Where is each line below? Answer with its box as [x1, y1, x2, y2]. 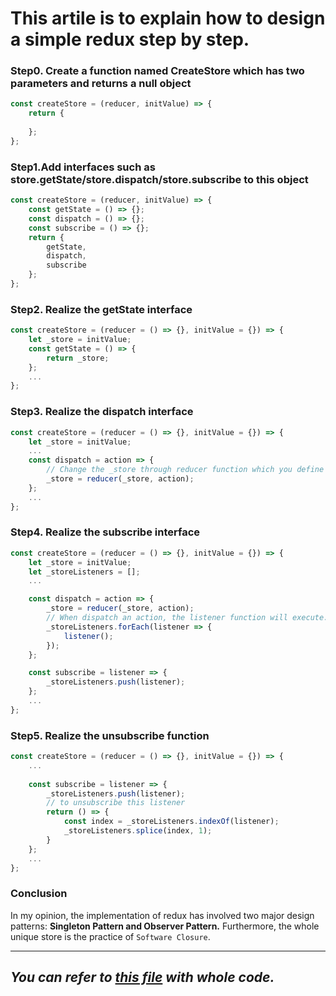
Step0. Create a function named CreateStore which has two [10, 64, 305, 78]
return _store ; [46, 353, 110, 363]
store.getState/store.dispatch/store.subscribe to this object [10, 172, 309, 186]
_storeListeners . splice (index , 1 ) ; [63, 826, 213, 836]
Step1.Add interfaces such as [10, 160, 156, 174]
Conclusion [10, 887, 68, 901]
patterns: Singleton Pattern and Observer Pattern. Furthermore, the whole [10, 920, 320, 932]
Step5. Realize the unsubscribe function [10, 728, 210, 742]
